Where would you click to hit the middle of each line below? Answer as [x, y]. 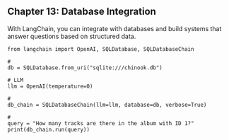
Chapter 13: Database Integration [82, 12]
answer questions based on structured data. [72, 36]
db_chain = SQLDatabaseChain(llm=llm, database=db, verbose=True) [107, 105]
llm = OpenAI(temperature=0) [50, 86]
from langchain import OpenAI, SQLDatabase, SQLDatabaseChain [101, 49]
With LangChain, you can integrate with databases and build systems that [114, 28]
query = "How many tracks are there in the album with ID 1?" [101, 123]
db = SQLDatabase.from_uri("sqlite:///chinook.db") [85, 68]
